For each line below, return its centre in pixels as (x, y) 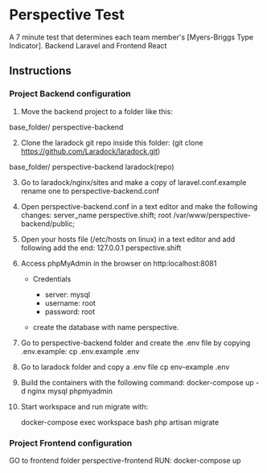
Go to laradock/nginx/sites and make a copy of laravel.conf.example (133, 182)
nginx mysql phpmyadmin (70, 391)
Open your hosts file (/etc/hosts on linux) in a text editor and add (128, 239)
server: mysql (68, 294)
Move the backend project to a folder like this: (97, 111)
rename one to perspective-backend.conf (90, 191)
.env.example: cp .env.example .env (80, 351)
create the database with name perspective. (106, 327)
